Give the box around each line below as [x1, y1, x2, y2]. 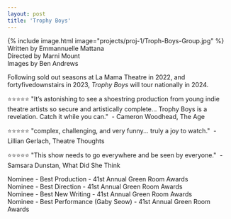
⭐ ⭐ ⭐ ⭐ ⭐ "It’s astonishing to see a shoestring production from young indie [7, 94, 220, 103]
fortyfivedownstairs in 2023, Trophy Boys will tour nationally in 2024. [7, 80, 209, 89]
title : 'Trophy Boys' [7, 17, 72, 24]
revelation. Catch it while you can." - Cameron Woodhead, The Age [7, 112, 205, 120]
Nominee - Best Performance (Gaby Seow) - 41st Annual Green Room [7, 197, 211, 206]
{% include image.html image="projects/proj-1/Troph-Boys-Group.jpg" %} [7, 36, 225, 45]
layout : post [7, 10, 46, 18]
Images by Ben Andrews [7, 59, 79, 67]
